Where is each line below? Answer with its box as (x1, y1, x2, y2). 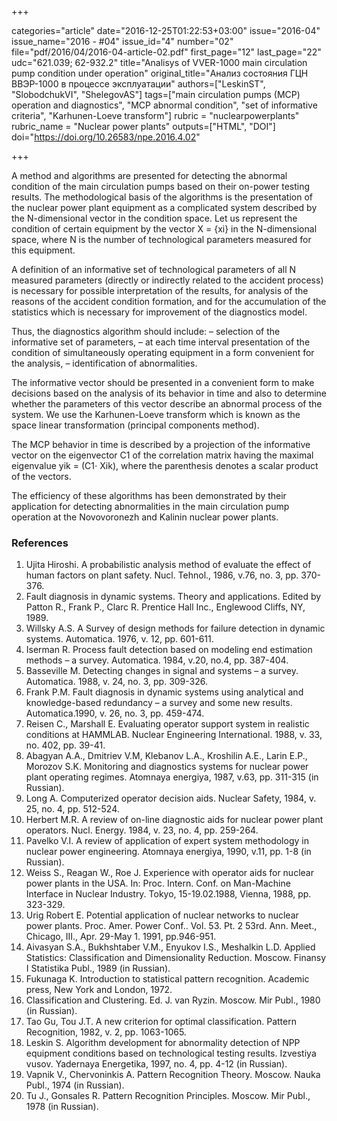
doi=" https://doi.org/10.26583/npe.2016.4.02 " (11, 131, 201, 143)
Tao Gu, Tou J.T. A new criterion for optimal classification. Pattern (25, 1016, 297, 1028)
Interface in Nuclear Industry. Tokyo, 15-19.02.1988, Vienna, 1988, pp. (25, 888, 312, 900)
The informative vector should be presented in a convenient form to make (11, 377, 315, 388)
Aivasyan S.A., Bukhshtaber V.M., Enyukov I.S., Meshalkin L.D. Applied (25, 941, 316, 953)
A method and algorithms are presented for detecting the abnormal (11, 170, 288, 181)
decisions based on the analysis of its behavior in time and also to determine (11, 387, 327, 399)
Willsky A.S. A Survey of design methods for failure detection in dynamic (25, 622, 326, 635)
